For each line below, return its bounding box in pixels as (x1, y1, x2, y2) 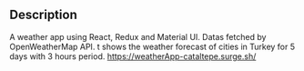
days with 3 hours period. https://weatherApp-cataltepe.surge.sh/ (9, 50, 257, 62)
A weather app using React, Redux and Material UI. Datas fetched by (9, 31, 267, 42)
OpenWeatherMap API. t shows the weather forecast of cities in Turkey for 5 (9, 41, 296, 52)
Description (9, 7, 77, 23)
